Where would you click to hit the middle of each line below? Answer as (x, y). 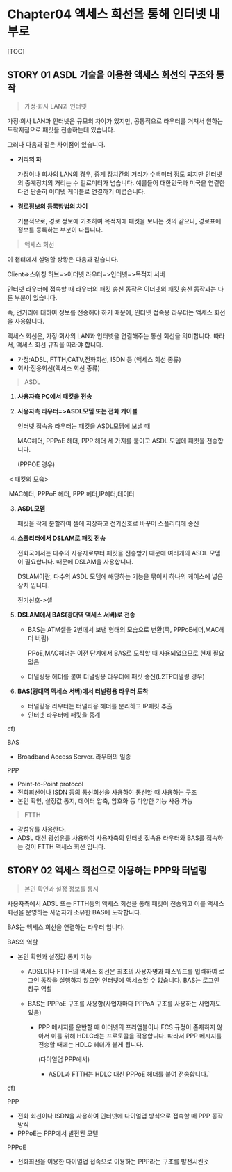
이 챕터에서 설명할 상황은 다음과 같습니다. (63, 259)
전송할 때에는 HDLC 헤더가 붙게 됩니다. (91, 1044)
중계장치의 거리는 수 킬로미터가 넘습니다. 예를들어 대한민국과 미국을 (116, 182)
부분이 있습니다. (36, 297)
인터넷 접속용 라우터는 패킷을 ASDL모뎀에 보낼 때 (84, 426)
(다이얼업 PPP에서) (64, 1059)
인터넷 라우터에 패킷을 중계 (64, 715)
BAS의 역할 (23, 942)
